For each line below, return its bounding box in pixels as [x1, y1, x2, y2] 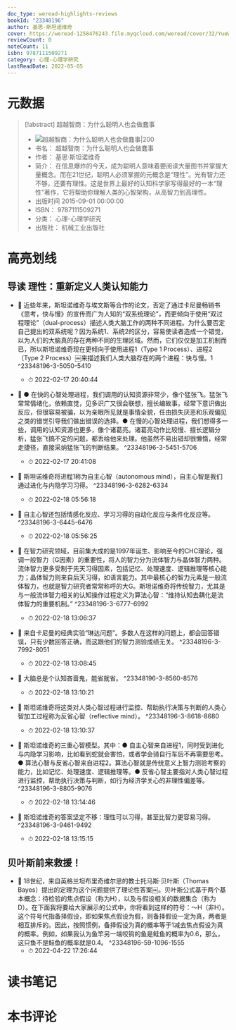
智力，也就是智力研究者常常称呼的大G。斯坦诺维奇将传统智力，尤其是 [23, 582, 226, 590]
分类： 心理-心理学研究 [34, 214, 102, 223]
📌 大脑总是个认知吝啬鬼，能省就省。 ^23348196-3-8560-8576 [17, 674, 198, 682]
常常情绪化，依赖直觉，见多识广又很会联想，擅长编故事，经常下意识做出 [17, 399, 227, 407]
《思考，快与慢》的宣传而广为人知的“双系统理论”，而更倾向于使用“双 [17, 309, 217, 318]
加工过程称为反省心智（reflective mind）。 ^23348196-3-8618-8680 [23, 711, 220, 720]
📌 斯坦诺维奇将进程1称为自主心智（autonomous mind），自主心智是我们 [17, 472, 223, 480]
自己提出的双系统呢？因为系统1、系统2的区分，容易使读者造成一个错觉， [17, 327, 228, 336]
